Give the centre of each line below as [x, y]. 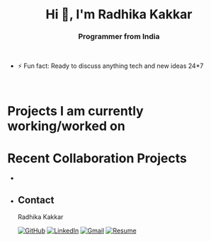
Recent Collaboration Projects [97, 158]
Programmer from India [119, 37]
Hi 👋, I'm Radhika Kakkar [119, 14]
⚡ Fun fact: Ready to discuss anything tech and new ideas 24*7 [110, 66]
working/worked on [66, 126]
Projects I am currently [75, 111]
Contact [36, 200]
